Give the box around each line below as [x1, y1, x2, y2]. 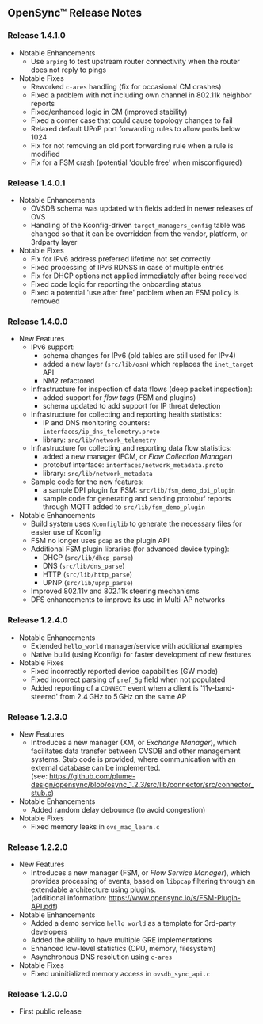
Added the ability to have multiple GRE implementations [30, 935, 212, 945]
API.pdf [30, 902, 56, 912]
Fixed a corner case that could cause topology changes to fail [30, 115, 233, 125]
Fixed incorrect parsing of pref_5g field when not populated [30, 675, 226, 684]
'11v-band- [200, 683, 235, 692]
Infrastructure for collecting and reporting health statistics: [30, 409, 223, 419]
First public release [18, 1007, 82, 1016]
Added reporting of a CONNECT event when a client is [30, 683, 199, 692]
